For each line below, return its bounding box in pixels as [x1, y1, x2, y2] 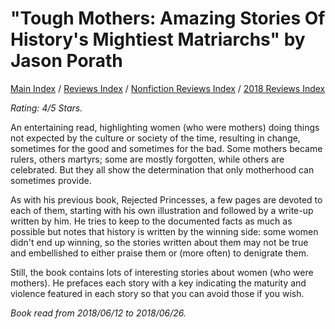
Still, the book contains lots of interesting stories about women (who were [10, 266, 314, 278]
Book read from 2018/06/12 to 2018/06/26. [10, 307, 187, 319]
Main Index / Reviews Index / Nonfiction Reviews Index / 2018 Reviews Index [10, 82, 326, 94]
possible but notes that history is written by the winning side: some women [10, 225, 319, 237]
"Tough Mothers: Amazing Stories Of [10, 7, 326, 30]
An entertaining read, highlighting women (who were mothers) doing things [10, 121, 320, 133]
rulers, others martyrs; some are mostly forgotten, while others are [10, 153, 285, 165]
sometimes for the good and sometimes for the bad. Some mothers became [10, 142, 323, 154]
